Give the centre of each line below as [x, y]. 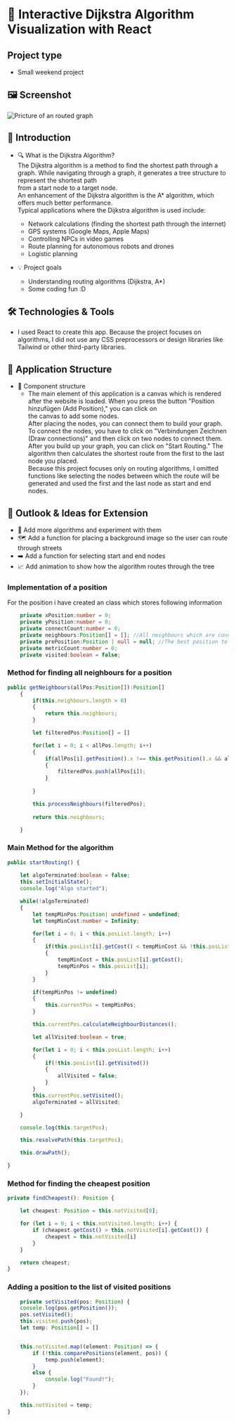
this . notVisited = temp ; [56, 1405]
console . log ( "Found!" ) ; [79, 1379]
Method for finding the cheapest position [79, 1183]
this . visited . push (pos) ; [56, 1321]
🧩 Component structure [51, 386]
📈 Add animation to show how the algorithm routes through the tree [116, 566]
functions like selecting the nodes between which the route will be [124, 476]
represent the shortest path [57, 180]
